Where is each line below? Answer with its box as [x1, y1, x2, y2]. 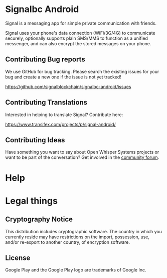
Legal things [5, 195, 58, 207]
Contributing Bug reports [5, 55, 85, 64]
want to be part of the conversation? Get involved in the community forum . [5, 154, 159, 160]
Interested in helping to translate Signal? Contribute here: [5, 112, 123, 118]
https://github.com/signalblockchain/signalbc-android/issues [5, 83, 131, 89]
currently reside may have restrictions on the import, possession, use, [5, 234, 149, 240]
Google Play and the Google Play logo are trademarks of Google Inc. [5, 267, 146, 273]
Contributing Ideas [5, 136, 65, 144]
